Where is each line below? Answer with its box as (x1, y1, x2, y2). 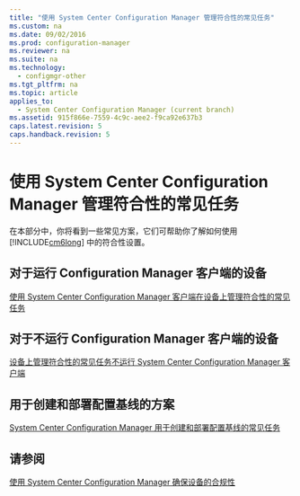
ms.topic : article (9, 88, 78, 97)
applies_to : (9, 96, 54, 106)
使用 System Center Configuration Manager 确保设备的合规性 (9, 477, 236, 488)
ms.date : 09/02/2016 (9, 30, 87, 39)
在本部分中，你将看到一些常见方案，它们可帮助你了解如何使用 (9, 226, 238, 236)
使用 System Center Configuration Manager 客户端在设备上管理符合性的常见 (9, 291, 291, 302)
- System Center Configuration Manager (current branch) (17, 105, 235, 114)
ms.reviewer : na (9, 47, 70, 56)
